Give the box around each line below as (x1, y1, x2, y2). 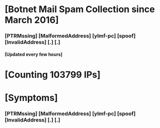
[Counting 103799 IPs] (5, 69, 101, 80)
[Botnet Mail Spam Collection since (5, 4, 155, 15)
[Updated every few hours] (5, 51, 63, 57)
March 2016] (5, 14, 59, 26)
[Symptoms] (5, 92, 58, 104)
